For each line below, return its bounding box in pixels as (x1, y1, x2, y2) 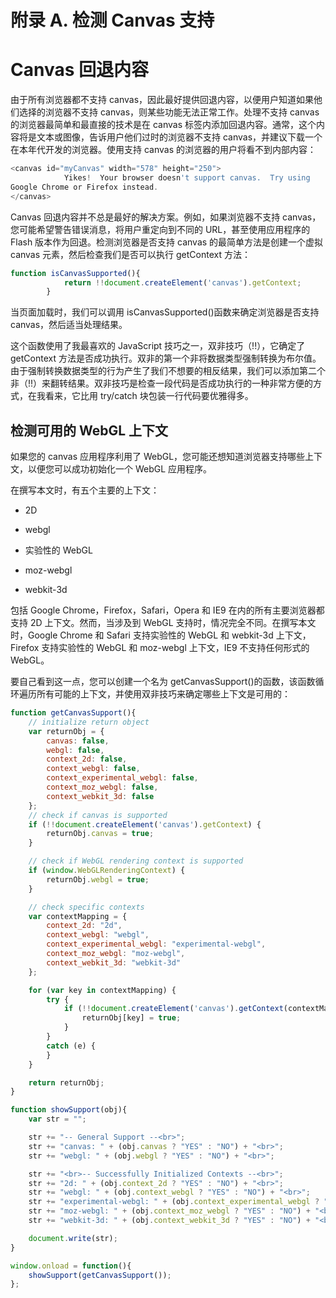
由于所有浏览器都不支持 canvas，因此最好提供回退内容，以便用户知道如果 (10, 94, 315, 106)
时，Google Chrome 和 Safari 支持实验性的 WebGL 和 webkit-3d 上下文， (10, 629, 312, 641)
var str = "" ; (28, 1114, 87, 1125)
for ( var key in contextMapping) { (28, 985, 177, 995)
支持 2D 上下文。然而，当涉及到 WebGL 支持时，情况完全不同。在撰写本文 (10, 617, 317, 629)
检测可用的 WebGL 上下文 (10, 422, 169, 439)
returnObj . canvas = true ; (46, 829, 155, 839)
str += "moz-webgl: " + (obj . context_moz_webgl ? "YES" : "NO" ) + (28, 1206, 311, 1216)
